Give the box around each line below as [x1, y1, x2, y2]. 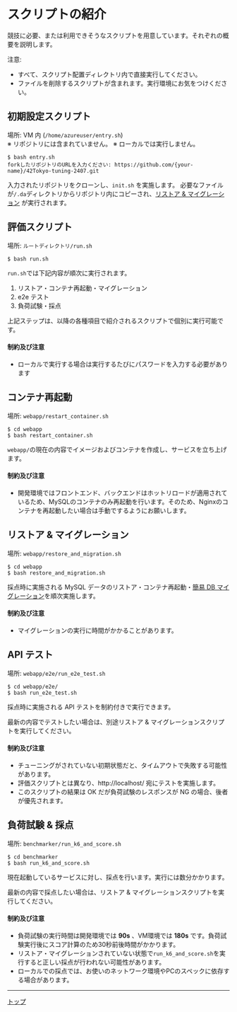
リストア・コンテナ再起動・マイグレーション [17, 284, 148, 292]
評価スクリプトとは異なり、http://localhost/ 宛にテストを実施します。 [17, 778, 220, 787]
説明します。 [19, 40, 56, 48]
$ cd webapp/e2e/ [7, 683, 59, 690]
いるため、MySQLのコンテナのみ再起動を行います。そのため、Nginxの [17, 497, 223, 506]
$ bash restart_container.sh [7, 432, 93, 439]
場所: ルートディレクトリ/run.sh [7, 241, 93, 250]
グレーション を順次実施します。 [7, 592, 100, 600]
